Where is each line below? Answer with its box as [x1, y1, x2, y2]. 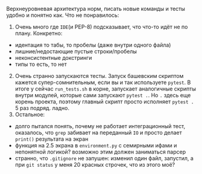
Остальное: [14, 111, 45, 118]
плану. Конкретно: [14, 30, 63, 37]
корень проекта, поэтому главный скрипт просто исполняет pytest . [14, 98, 194, 105]
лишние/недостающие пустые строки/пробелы [14, 48, 137, 55]
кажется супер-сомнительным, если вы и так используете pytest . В [14, 79, 191, 86]
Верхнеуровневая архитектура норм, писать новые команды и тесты [6, 5, 186, 12]
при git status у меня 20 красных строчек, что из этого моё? [14, 161, 175, 168]
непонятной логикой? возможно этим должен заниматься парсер [14, 148, 186, 155]
